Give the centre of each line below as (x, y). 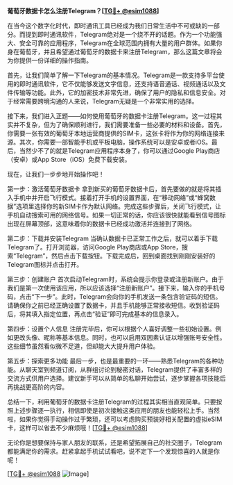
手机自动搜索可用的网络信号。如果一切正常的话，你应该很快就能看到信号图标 (116, 215)
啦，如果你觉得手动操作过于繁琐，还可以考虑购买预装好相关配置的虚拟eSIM (115, 419)
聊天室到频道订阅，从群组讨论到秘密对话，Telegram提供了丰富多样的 (124, 370)
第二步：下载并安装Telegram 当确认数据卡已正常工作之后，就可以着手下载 (113, 238)
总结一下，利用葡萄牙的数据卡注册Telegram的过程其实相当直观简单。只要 (112, 402)
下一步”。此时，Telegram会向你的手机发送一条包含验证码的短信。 (128, 297)
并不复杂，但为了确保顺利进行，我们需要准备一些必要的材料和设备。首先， (119, 125)
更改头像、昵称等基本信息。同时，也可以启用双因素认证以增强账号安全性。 (119, 337)
